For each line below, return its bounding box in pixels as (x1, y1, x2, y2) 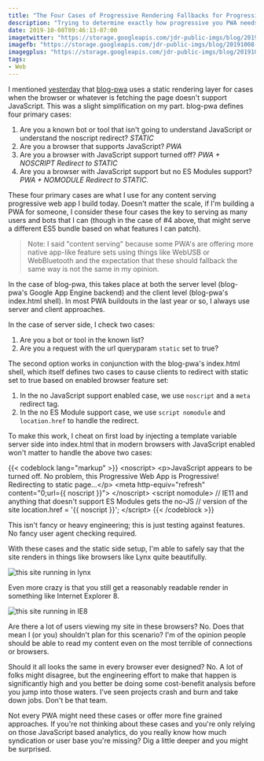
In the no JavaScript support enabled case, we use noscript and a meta (19, 391, 251, 400)
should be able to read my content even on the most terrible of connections (8, 638, 253, 648)
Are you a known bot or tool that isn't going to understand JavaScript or (19, 124, 253, 134)
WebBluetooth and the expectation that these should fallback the (27, 255, 238, 265)
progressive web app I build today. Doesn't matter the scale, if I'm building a (8, 199, 255, 208)
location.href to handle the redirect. (19, 415, 139, 425)
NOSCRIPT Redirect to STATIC (19, 158, 118, 168)
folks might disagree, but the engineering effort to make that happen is (8, 670, 237, 680)
